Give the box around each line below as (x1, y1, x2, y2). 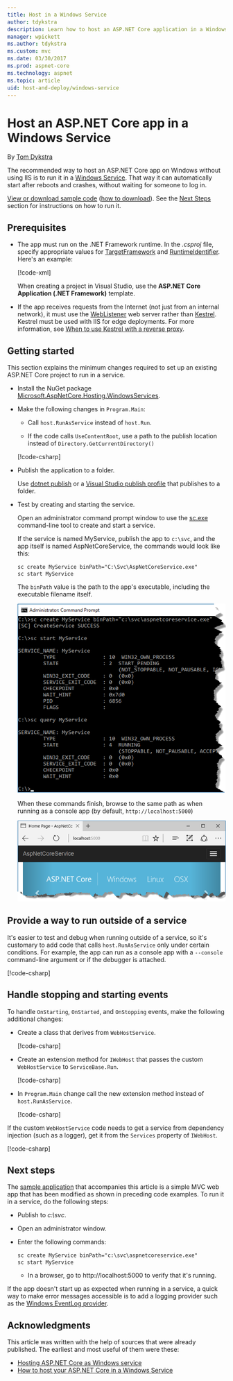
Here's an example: (17, 255, 73, 264)
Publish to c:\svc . (17, 1211, 67, 1219)
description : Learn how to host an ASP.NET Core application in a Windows (7, 26, 228, 33)
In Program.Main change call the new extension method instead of (17, 1089, 205, 1097)
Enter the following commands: (17, 1238, 107, 1246)
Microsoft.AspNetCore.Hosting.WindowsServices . (17, 391, 161, 400)
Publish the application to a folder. (17, 465, 115, 474)
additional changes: (7, 1015, 64, 1023)
